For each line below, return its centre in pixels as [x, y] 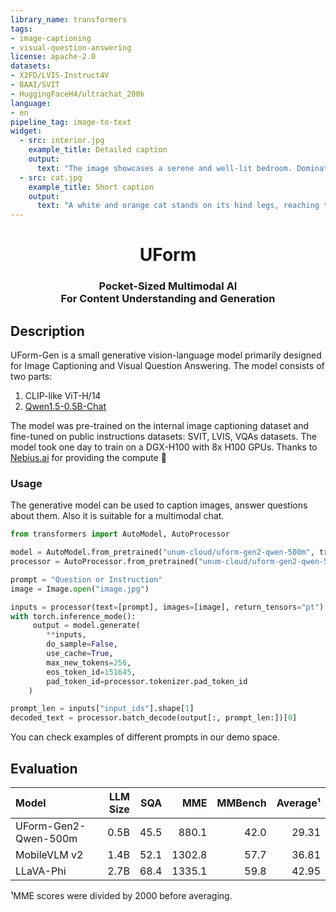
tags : [21, 29]
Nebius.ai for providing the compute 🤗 [88, 458]
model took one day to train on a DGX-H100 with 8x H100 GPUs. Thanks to [164, 447]
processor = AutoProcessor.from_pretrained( [104, 562]
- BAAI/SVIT [35, 85]
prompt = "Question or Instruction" [86, 579]
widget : [26, 131]
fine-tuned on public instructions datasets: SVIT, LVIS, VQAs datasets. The [163, 437]
